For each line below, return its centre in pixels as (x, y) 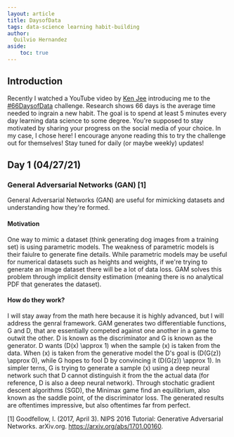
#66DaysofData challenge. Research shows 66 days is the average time (111, 105)
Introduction (35, 81)
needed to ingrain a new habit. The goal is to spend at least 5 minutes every (117, 113)
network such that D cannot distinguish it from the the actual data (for (108, 375)
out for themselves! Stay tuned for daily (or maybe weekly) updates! (106, 143)
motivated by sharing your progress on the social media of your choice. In (114, 128)
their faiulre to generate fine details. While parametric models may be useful (117, 254)
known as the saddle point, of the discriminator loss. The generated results (116, 398)
